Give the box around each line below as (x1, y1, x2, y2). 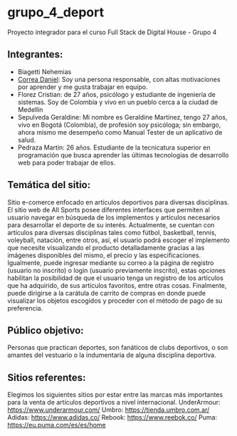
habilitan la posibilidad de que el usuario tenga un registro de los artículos (7, 274, 224, 282)
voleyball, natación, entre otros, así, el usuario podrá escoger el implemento (7, 236, 230, 244)
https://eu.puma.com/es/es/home (7, 421, 106, 430)
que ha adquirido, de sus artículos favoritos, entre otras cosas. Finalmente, (7, 281, 227, 289)
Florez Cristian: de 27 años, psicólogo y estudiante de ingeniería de (17, 90, 216, 98)
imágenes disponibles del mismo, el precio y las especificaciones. (7, 251, 201, 259)
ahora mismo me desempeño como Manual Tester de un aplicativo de (17, 128, 223, 136)
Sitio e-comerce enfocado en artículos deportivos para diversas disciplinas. (7, 197, 230, 207)
